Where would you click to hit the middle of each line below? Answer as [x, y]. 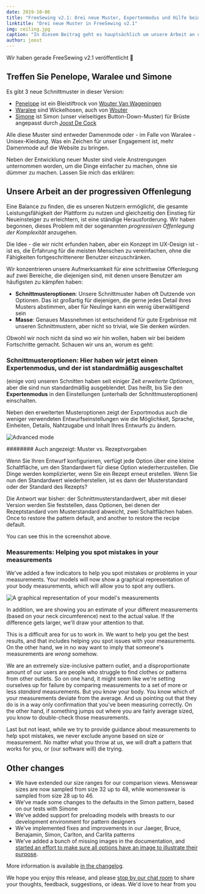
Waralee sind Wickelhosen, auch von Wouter [71, 110]
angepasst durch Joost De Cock [56, 123]
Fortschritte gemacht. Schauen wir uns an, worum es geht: [80, 344]
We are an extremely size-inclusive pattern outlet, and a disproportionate [98, 666]
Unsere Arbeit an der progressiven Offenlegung [99, 192]
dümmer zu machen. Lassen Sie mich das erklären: [71, 172]
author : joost [24, 40]
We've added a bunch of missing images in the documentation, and [100, 841]
